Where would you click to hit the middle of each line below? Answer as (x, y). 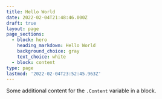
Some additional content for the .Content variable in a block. (81, 91)
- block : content (34, 62)
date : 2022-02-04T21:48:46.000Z (47, 18)
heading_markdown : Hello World (57, 46)
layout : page (23, 29)
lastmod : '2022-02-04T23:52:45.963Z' (54, 74)
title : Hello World (31, 12)
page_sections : (25, 34)
